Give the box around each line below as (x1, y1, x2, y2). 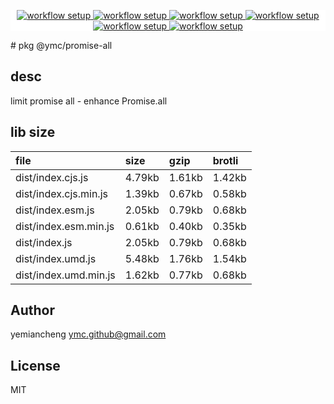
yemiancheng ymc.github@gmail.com (10, 328, 167, 340)
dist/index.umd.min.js (15, 268, 116, 282)
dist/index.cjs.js (15, 170, 89, 184)
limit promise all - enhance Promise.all (10, 95, 168, 107)
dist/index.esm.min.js (15, 219, 115, 233)
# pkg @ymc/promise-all (10, 40, 113, 51)
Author (10, 302, 55, 319)
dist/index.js (15, 235, 73, 249)
